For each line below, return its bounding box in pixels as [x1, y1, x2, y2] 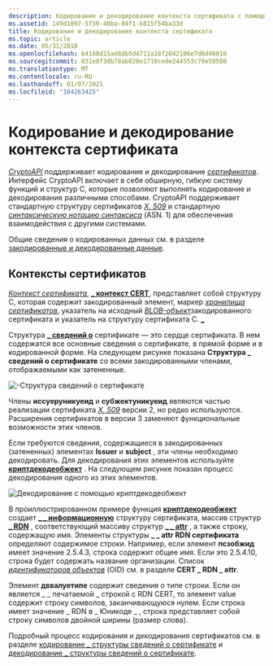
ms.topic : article [8, 34, 71, 43]
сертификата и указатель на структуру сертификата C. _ [8, 314, 205, 324]
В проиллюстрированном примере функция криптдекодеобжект [8, 504, 237, 514]
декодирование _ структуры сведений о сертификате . [8, 648, 197, 658]
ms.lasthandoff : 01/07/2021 [8, 80, 104, 88]
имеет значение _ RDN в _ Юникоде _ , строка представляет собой [8, 607, 240, 616]
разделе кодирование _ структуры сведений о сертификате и [8, 640, 223, 650]
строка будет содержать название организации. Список [8, 556, 205, 566]
